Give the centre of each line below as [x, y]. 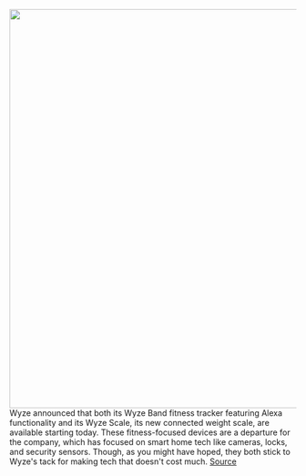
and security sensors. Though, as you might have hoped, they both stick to [150, 452]
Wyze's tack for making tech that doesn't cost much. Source [123, 461]
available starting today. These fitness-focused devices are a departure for [150, 432]
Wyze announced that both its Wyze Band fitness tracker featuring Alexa [146, 413]
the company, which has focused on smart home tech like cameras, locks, [148, 442]
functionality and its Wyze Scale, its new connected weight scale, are [140, 423]
